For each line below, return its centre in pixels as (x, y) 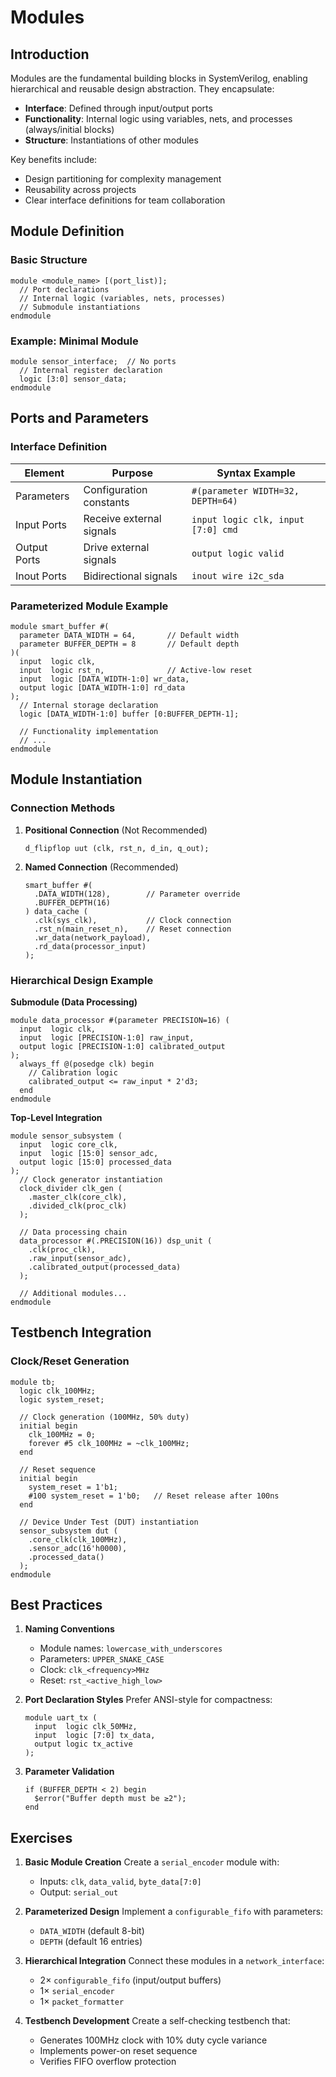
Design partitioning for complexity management (123, 179)
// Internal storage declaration (89, 705)
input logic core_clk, (68, 1144)
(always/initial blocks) (69, 129)
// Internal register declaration (91, 370)
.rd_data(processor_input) (90, 946)
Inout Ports (41, 576)
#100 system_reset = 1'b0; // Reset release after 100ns (154, 1496)
